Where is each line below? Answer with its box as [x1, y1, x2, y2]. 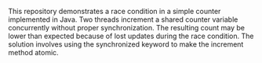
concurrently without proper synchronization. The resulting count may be [8, 23, 246, 32]
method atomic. [8, 48, 59, 57]
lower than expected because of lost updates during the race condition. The [8, 31, 254, 40]
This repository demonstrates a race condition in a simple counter [8, 7, 221, 16]
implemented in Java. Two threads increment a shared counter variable [8, 15, 238, 24]
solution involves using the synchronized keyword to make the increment [8, 40, 244, 49]
